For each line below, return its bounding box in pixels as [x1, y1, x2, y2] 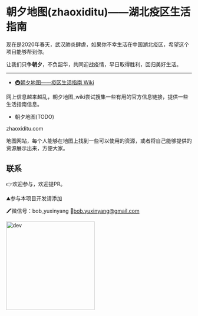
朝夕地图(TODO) [14, 113, 55, 120]
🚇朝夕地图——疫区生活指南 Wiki [14, 79, 94, 86]
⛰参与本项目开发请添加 [6, 194, 62, 201]
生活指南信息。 [6, 100, 42, 107]
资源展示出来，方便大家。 [6, 144, 68, 151]
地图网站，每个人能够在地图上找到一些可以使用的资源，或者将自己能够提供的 [6, 137, 192, 144]
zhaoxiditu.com [6, 125, 44, 132]
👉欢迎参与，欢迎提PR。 [6, 180, 66, 187]
